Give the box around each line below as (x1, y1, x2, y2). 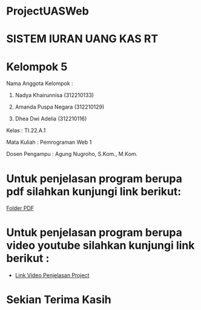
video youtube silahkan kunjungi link (6, 238, 195, 252)
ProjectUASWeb (6, 4, 89, 18)
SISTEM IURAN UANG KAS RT (6, 32, 159, 46)
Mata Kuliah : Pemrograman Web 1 (6, 138, 92, 146)
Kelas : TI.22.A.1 (6, 127, 46, 134)
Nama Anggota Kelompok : (6, 80, 74, 87)
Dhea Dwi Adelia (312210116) (15, 115, 87, 123)
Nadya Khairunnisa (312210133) (15, 92, 94, 99)
